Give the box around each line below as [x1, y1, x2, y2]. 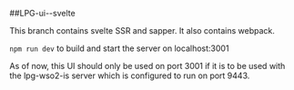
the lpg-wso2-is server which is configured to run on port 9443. [9, 70, 250, 81]
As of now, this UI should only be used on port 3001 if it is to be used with [9, 61, 286, 71]
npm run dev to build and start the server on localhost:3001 [9, 43, 229, 54]
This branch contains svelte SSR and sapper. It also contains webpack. [9, 25, 275, 35]
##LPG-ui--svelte [9, 8, 76, 18]
